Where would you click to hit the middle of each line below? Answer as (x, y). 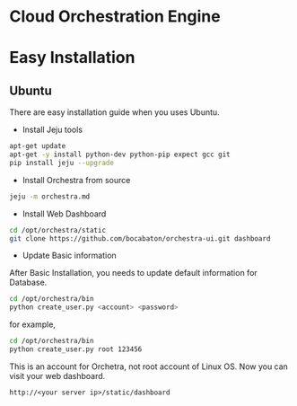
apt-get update (38, 146)
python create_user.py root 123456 (76, 349)
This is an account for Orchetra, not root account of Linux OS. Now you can (149, 366)
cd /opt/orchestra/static (57, 230)
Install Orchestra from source (76, 180)
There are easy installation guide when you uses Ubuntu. (114, 112)
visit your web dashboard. (57, 375)
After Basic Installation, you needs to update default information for (133, 273)
